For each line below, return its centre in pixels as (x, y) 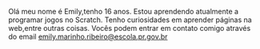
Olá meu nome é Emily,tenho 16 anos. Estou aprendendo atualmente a (123, 11)
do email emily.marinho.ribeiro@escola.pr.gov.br (88, 36)
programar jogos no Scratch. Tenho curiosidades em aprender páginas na (130, 20)
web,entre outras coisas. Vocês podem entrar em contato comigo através (130, 28)
